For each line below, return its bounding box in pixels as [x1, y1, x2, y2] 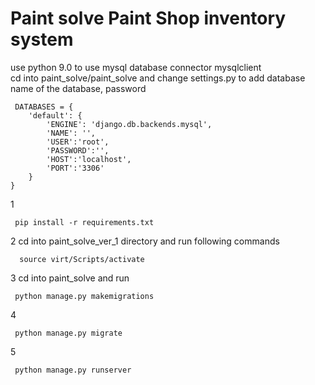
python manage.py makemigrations [14, 291, 155, 301]
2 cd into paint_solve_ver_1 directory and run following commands [10, 235, 280, 247]
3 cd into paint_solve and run [10, 272, 130, 284]
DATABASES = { [14, 102, 74, 112]
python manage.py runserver [14, 365, 132, 375]
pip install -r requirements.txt [14, 217, 155, 227]
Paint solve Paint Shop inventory [10, 7, 287, 30]
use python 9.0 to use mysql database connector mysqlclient [10, 61, 262, 73]
